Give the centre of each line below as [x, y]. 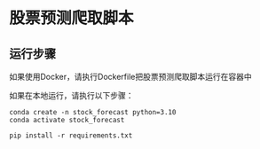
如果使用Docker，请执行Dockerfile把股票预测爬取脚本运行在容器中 [130, 77]
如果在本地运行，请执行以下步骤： [71, 95]
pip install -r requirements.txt [71, 136]
